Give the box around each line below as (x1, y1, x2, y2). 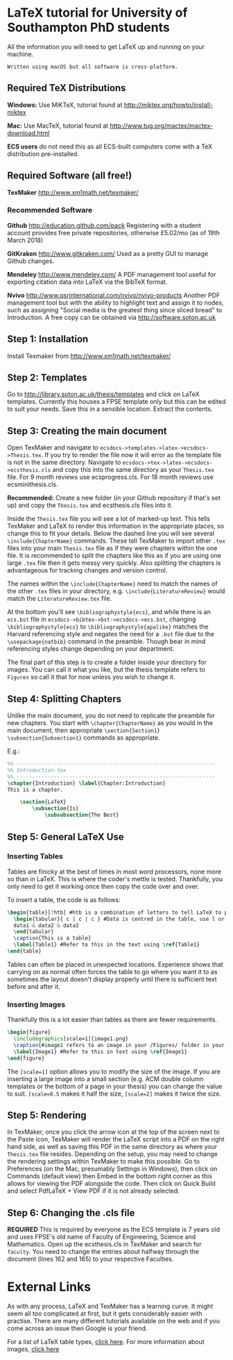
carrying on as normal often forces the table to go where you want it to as (7, 967, 218, 976)
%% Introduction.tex (7, 767, 67, 774)
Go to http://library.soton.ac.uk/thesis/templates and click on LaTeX (7, 390, 200, 398)
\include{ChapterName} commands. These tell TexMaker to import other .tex (7, 536, 225, 545)
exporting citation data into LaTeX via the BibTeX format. (7, 278, 168, 286)
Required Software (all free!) (7, 170, 132, 182)
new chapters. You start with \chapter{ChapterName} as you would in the (7, 719, 214, 727)
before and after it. (7, 982, 61, 990)
